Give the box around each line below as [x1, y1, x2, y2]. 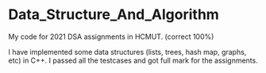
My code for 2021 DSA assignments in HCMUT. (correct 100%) [8, 32, 214, 41]
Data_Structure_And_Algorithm [8, 6, 220, 24]
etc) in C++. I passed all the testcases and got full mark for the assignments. [8, 56, 258, 65]
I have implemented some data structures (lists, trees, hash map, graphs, [8, 47, 247, 56]
